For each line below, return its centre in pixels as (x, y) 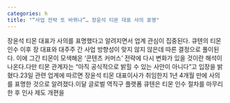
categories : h (28, 13)
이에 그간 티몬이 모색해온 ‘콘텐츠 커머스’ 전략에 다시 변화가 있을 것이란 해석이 (120, 58)
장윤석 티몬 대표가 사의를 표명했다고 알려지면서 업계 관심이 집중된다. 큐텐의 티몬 (114, 40)
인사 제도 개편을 (43, 92)
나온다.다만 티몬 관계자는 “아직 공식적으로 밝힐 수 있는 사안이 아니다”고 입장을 (112, 66)
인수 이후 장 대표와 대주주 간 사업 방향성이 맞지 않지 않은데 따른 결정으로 (104, 49)
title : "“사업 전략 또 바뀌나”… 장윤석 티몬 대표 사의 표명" (83, 20)
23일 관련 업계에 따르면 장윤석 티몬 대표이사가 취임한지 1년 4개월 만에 (114, 75)
